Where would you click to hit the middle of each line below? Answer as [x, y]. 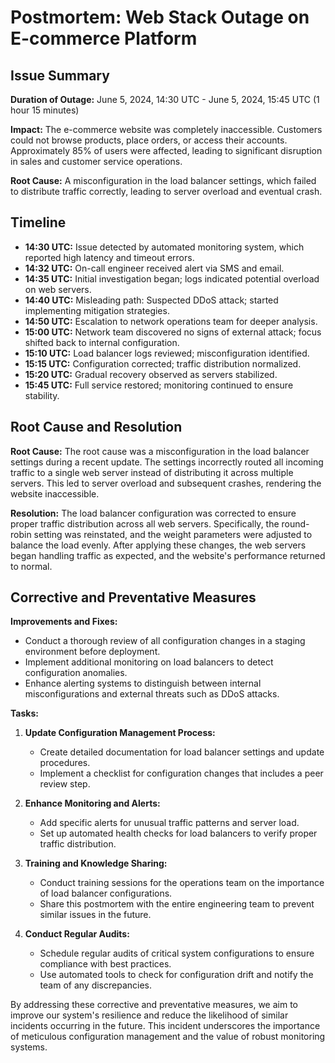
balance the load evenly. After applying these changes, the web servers [158, 545]
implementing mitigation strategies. [97, 310]
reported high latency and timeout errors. [109, 257]
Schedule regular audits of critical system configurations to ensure [177, 953]
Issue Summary [60, 75]
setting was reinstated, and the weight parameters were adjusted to [173, 534]
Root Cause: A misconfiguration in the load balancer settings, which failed [163, 180]
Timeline [38, 222]
